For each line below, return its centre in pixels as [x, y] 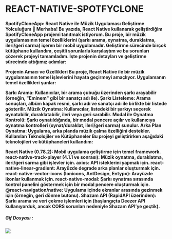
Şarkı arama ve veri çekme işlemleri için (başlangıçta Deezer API [75, 200]
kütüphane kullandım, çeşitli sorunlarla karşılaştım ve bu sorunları [77, 51]
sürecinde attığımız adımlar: [36, 62]
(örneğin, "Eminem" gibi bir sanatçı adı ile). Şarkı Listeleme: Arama [78, 98]
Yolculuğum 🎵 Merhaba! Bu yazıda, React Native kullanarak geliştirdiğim [84, 29]
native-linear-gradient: [30, 168]
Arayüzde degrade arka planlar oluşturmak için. [108, 168]
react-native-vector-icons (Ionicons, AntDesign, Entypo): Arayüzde [79, 173]
